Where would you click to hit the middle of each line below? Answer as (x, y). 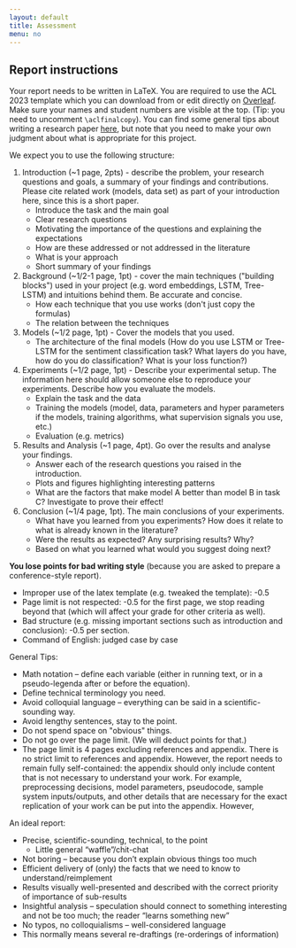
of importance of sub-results (74, 897)
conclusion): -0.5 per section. (76, 631)
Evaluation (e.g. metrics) (80, 436)
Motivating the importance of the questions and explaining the (148, 229)
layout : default (39, 17)
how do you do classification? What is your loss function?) (141, 361)
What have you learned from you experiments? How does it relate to (159, 521)
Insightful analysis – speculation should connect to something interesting (154, 906)
